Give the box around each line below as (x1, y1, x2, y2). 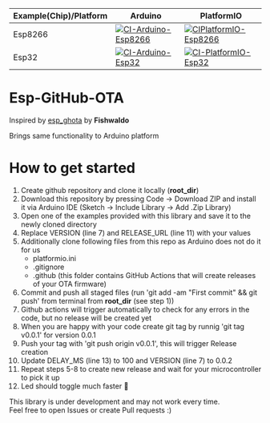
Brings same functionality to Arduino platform (9, 131, 159, 140)
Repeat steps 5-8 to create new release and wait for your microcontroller (20, 364, 262, 373)
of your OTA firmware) (32, 279, 107, 288)
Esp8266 (13, 29, 49, 39)
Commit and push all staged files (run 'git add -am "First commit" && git (20, 288, 258, 297)
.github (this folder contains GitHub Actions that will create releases (32, 270, 256, 280)
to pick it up (20, 373, 60, 382)
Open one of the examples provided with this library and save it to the (20, 211, 252, 220)
